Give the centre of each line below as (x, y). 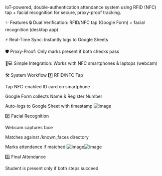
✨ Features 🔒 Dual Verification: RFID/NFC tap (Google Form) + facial (75, 22)
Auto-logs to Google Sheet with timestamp (49, 106)
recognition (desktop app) (32, 30)
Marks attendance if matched (35, 147)
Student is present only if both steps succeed (52, 168)
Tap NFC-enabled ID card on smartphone (48, 87)
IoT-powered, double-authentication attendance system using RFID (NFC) (81, 7)
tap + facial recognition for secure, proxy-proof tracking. (63, 12)
